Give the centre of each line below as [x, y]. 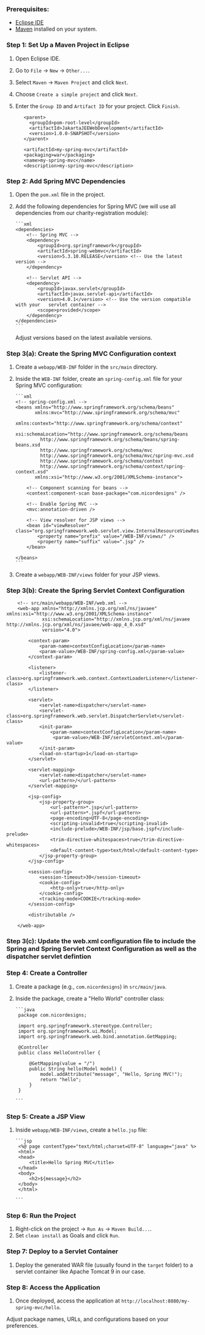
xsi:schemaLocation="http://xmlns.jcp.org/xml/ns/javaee [116, 619]
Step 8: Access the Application [53, 1287]
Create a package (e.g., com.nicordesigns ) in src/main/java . [91, 986]
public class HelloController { [59, 1052]
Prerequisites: [28, 9]
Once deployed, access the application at [68, 1301]
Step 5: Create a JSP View [46, 1116]
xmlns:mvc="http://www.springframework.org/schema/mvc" [107, 413]
